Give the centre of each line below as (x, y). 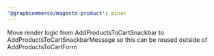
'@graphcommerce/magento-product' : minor (67, 13)
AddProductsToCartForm (42, 47)
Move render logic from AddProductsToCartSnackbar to (86, 32)
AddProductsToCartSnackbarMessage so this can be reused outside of (107, 39)
